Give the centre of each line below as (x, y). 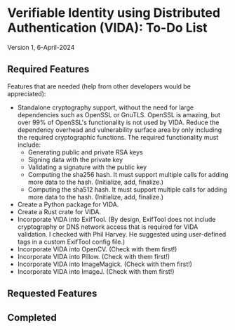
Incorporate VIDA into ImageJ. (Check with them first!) (96, 271)
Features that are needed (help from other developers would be (99, 86)
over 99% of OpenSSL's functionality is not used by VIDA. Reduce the (118, 122)
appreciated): (27, 93)
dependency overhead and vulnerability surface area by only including (120, 130)
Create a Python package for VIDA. (68, 204)
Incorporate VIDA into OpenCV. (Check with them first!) (97, 249)
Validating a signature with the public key (87, 167)
